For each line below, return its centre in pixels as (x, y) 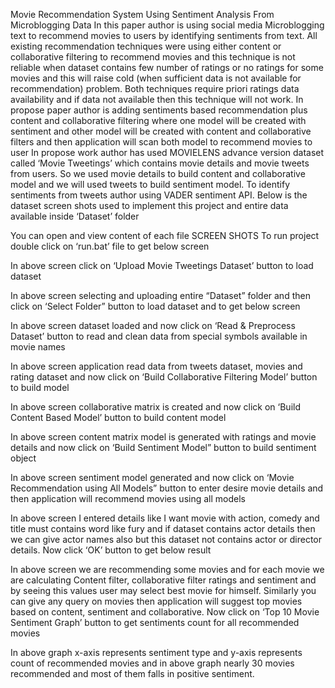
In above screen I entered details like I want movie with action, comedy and (165, 518)
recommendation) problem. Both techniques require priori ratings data (155, 88)
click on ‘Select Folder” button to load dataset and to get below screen (155, 306)
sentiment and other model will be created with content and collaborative (161, 131)
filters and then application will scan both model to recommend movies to (161, 142)
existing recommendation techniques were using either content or (146, 46)
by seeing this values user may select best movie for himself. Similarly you (163, 590)
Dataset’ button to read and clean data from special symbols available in (159, 336)
